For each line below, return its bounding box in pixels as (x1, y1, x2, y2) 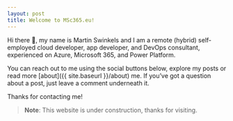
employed (7, 43, 36, 51)
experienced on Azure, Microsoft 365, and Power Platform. (7, 50, 176, 59)
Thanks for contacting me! (7, 92, 83, 101)
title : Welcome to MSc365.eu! (7, 17, 95, 24)
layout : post (7, 10, 45, 17)
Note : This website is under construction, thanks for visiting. (24, 106, 198, 114)
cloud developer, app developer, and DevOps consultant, (37, 43, 200, 51)
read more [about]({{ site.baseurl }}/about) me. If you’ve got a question (7, 71, 211, 80)
